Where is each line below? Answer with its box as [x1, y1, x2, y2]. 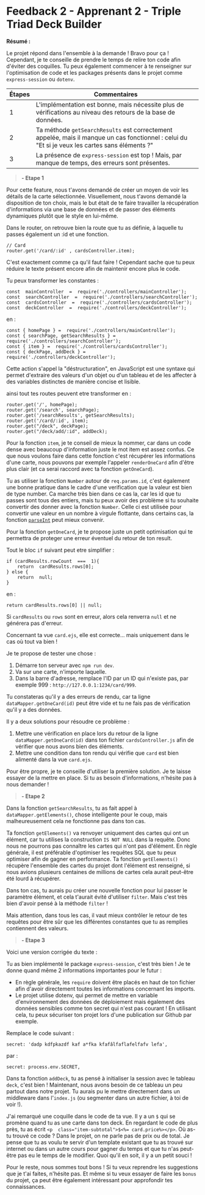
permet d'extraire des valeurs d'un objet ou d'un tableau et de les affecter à [6, 371, 197, 379]
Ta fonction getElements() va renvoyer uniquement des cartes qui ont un [6, 829, 189, 837]
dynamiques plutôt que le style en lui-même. [6, 212, 119, 219]
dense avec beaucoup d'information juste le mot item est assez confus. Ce [6, 445, 195, 453]
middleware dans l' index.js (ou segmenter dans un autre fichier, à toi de [6, 1094, 189, 1101]
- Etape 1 [21, 174, 45, 181]
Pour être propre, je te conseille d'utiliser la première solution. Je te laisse [6, 767, 191, 775]
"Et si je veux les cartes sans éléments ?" [35, 141, 154, 149]
